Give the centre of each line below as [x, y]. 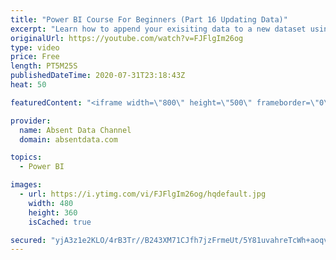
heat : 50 [28, 85]
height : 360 [53, 212]
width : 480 [51, 203]
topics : [26, 157]
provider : [31, 121]
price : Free [35, 57]
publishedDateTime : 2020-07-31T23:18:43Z [98, 76]
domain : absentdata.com [68, 139]
